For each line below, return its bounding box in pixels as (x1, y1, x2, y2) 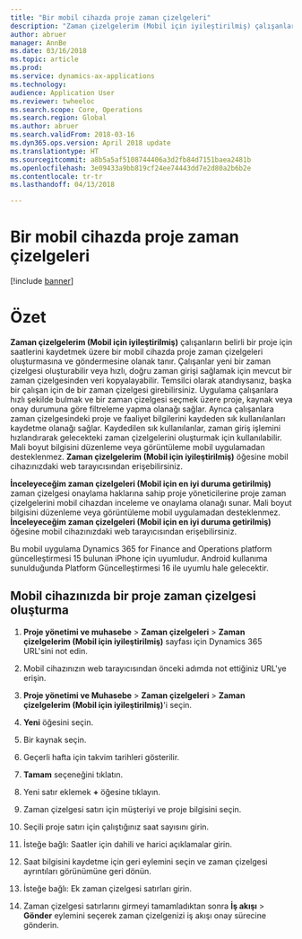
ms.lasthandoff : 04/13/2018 (10, 181, 116, 190)
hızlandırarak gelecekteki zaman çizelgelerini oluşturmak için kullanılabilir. (10, 432, 282, 443)
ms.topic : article (10, 55, 79, 64)
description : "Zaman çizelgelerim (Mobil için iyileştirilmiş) (10, 22, 252, 31)
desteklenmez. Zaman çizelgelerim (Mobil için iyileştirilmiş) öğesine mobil (10, 451, 289, 462)
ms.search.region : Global (10, 113, 107, 122)
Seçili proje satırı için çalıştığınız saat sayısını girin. (22, 821, 210, 832)
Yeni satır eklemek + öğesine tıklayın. (22, 786, 160, 797)
